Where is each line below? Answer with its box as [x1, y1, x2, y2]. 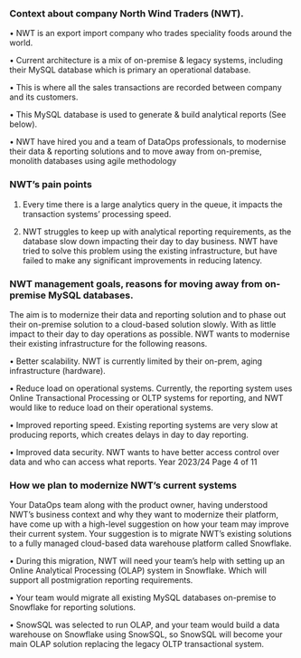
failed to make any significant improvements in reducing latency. [22, 254, 263, 265]
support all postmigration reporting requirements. [9, 575, 193, 586]
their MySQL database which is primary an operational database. [9, 64, 251, 75]
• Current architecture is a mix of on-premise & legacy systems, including [9, 55, 283, 66]
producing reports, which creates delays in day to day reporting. [9, 429, 249, 440]
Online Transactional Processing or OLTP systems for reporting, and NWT [9, 392, 284, 403]
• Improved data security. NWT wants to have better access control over [9, 446, 280, 457]
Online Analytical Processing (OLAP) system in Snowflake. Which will [9, 565, 267, 577]
